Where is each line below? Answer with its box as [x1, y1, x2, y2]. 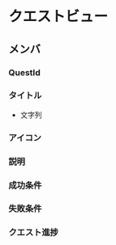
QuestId [8, 66, 41, 78]
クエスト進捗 [8, 227, 59, 239]
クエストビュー [8, 7, 109, 26]
